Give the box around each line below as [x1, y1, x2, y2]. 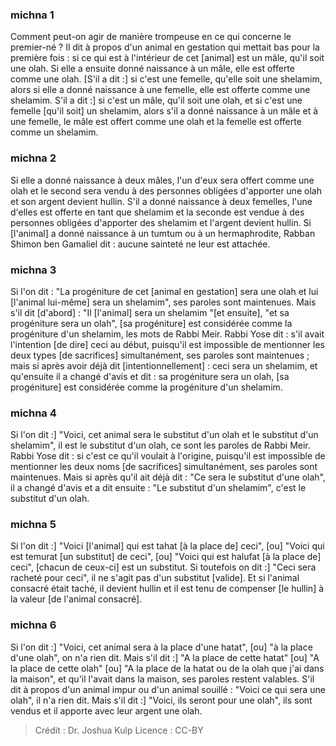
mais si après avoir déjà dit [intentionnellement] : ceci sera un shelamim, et [10, 359, 318, 372]
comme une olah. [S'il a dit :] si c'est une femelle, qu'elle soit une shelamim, [10, 73, 323, 85]
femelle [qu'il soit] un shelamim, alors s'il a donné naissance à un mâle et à [10, 105, 319, 117]
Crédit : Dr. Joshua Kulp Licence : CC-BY [34, 724, 204, 736]
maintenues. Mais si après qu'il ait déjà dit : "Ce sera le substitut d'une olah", [10, 471, 326, 483]
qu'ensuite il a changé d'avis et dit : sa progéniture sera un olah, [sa [10, 370, 290, 382]
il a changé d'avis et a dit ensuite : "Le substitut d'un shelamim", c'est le [10, 482, 307, 494]
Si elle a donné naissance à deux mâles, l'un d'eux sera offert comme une [10, 174, 315, 186]
